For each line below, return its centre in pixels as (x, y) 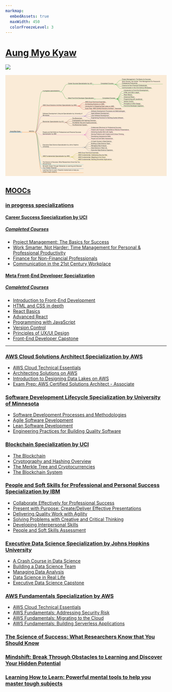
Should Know (22, 643)
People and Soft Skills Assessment (49, 530)
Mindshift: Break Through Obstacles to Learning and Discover (84, 657)
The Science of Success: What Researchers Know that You (80, 637)
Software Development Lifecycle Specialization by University (83, 397)
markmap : (15, 11)
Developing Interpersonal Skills (45, 525)
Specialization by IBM (33, 491)
